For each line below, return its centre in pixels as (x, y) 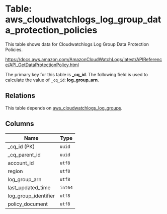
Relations (20, 96)
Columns (20, 124)
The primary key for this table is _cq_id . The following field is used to (77, 74)
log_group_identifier (31, 196)
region (15, 171)
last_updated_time (29, 187)
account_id (21, 163)
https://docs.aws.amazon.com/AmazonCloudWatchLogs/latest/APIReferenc (84, 59)
